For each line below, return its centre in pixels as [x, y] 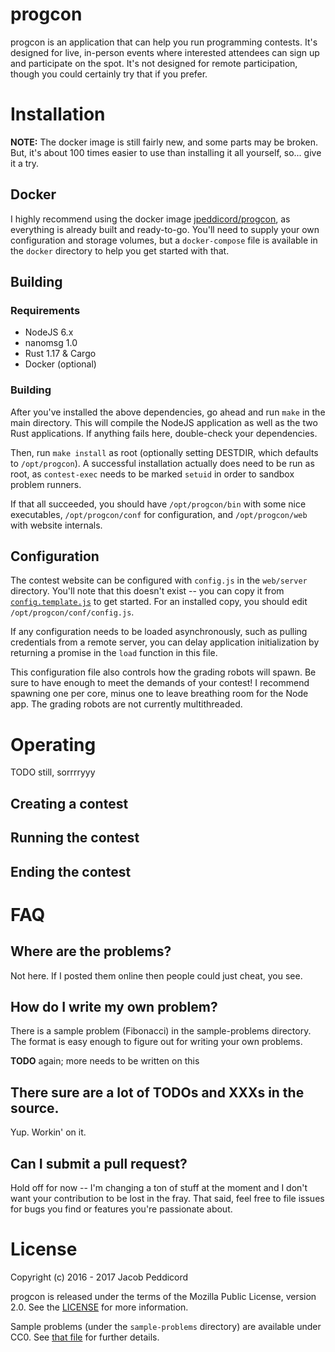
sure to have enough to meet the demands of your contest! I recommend [160, 683]
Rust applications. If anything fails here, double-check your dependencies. [164, 433]
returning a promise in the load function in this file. [114, 653]
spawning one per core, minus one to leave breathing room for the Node [159, 694]
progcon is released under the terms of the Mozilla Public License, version [163, 1296]
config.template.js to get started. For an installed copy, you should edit [159, 602]
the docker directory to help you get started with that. [120, 250]
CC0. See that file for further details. [85, 1337]
